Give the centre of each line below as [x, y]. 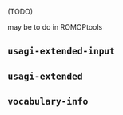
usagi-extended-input [61, 51]
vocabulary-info [48, 101]
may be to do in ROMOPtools [55, 27]
